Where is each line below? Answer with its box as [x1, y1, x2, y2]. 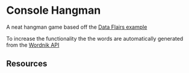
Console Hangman [6, 4, 101, 17]
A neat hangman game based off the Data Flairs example [6, 23, 147, 31]
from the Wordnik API [6, 41, 60, 48]
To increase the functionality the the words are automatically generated [6, 35, 184, 42]
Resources [6, 59, 48, 69]
